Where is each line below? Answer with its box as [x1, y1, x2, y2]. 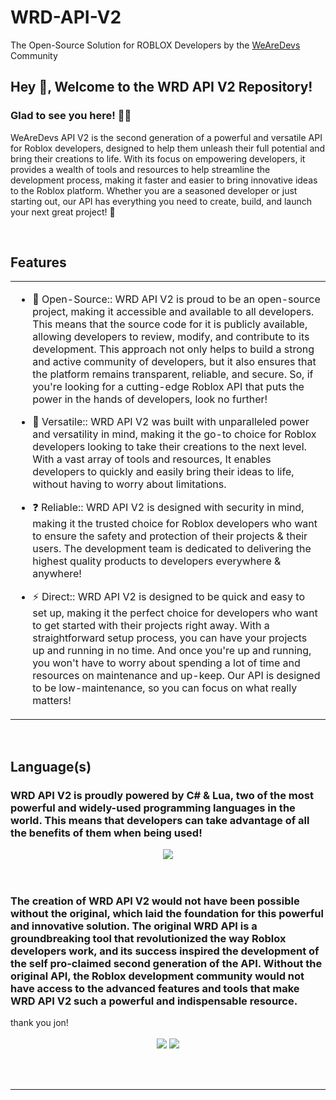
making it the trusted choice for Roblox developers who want [32, 517, 318, 531]
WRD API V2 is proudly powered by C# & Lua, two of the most [10, 788, 314, 802]
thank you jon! [10, 1017, 69, 1029]
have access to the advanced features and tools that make [10, 982, 300, 996]
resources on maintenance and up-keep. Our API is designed [32, 669, 321, 683]
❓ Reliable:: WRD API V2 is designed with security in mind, [32, 501, 305, 515]
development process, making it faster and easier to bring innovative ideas [10, 174, 318, 186]
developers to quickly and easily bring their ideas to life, [32, 465, 295, 479]
